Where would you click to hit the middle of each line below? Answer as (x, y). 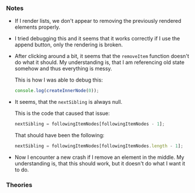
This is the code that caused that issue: (62, 113)
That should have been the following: (59, 136)
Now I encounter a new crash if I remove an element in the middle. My (99, 157)
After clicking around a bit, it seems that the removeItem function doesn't (102, 56)
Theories (19, 185)
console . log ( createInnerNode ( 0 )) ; (57, 91)
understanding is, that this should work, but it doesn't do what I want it (100, 163)
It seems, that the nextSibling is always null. (68, 102)
